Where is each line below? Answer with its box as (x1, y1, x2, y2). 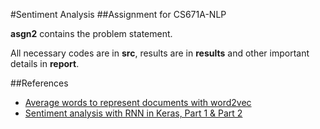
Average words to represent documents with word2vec (24, 97, 252, 108)
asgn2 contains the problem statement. (10, 28, 173, 39)
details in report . (10, 58, 80, 69)
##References (10, 77, 69, 89)
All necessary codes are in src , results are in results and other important (10, 47, 310, 59)
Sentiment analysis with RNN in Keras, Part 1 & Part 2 (24, 107, 243, 119)
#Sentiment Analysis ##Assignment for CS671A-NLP (10, 9, 227, 20)
